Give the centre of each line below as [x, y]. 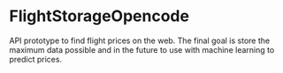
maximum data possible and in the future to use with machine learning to [142, 49]
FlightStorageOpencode [99, 16]
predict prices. [36, 59]
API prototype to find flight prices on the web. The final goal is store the [140, 40]
